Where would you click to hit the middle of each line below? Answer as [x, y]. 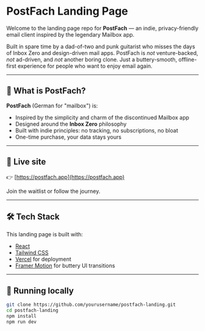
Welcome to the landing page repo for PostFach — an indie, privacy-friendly [103, 28]
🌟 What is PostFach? [46, 91]
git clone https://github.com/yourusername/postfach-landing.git [91, 305]
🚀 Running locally [40, 290]
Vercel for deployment [43, 259]
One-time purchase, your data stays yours [68, 137]
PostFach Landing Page [67, 11]
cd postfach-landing [33, 311]
